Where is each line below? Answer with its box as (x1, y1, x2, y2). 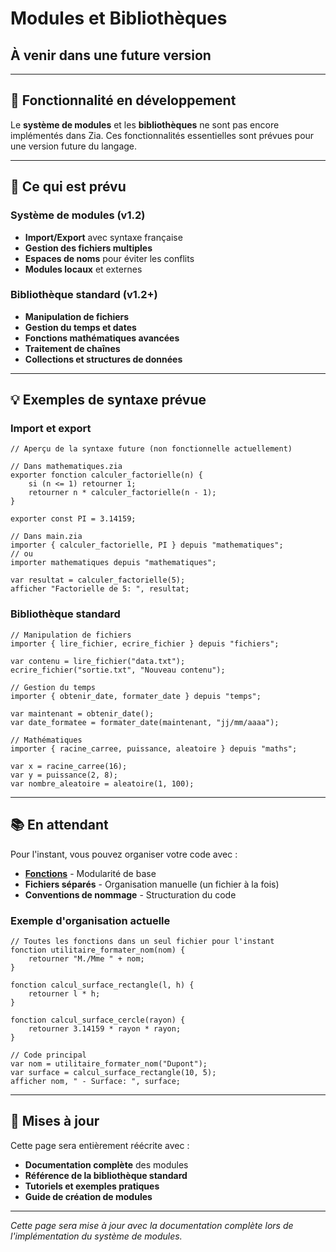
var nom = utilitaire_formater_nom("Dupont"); (10, 1058, 208, 1069)
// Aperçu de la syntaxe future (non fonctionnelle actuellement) (10, 444, 293, 454)
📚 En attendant (10, 817, 109, 834)
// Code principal (10, 1050, 87, 1060)
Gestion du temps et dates (24, 321, 137, 333)
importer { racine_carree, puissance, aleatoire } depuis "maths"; (10, 743, 298, 754)
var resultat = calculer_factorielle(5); (10, 575, 186, 586)
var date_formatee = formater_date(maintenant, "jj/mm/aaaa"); (10, 717, 280, 727)
